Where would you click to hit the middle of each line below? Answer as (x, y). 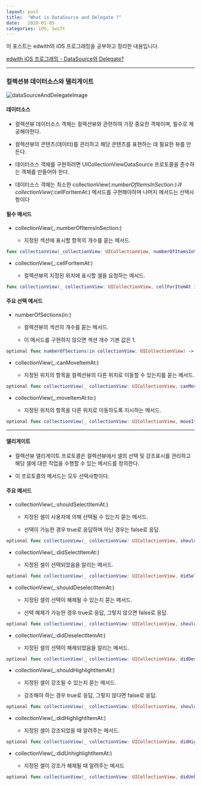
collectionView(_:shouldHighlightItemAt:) (65, 670)
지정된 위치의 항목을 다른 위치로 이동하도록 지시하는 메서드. (92, 410)
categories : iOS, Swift (36, 28)
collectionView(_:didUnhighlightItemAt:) (63, 753)
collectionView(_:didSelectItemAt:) (57, 552)
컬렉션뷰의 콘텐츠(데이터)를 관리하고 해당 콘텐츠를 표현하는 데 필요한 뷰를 (100, 144)
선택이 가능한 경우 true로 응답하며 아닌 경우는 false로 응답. (92, 529)
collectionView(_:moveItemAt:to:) (55, 397)
